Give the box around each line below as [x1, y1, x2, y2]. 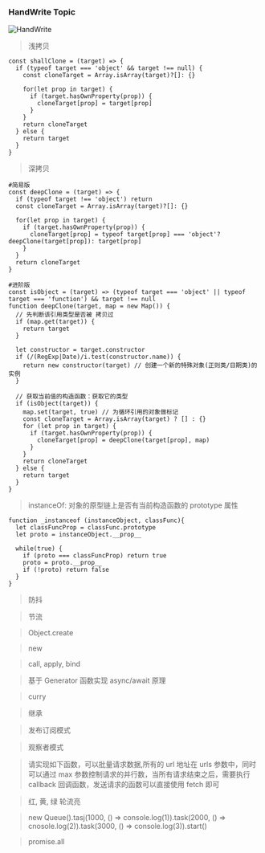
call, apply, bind [27, 659, 81, 669]
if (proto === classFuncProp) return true [22, 552, 167, 560]
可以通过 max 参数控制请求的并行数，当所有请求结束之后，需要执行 [27, 769, 251, 779]
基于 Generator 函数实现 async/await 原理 [27, 675, 166, 685]
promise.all [27, 837, 65, 847]
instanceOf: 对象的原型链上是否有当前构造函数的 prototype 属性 [27, 500, 238, 510]
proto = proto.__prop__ [22, 559, 103, 567]
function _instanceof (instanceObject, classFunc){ [8, 516, 185, 524]
